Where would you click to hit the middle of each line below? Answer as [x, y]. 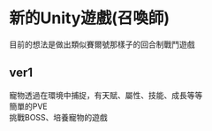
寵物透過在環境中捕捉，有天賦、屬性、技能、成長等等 [106, 95]
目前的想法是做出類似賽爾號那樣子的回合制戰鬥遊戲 [102, 44]
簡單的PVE [29, 106]
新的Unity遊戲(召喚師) [90, 18]
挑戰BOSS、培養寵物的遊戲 [58, 117]
